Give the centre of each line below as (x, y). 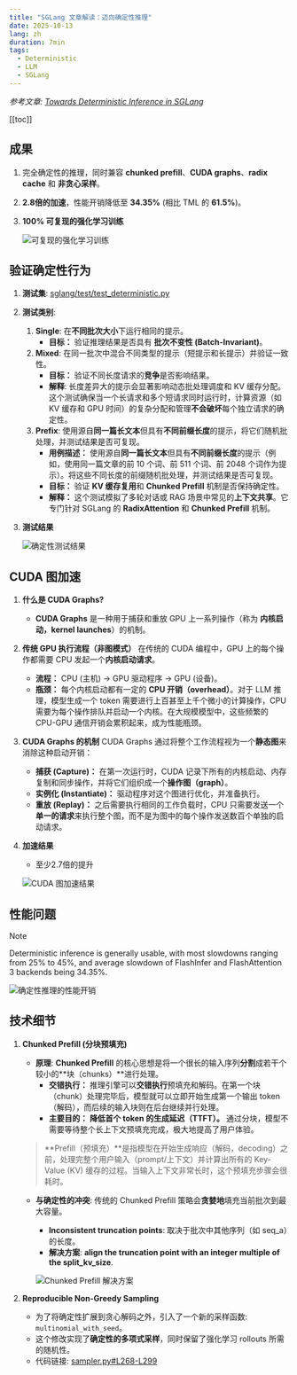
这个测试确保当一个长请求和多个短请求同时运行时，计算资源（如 (165, 398)
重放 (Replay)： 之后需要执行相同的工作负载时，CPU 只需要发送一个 (160, 805)
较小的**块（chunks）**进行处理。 (99, 1074)
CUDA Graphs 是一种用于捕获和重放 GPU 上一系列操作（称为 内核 (156, 619)
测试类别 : (39, 312)
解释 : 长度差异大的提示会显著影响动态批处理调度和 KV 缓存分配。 (167, 387)
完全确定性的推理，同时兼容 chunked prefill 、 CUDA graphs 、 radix (145, 172)
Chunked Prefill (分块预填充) (74, 1043)
